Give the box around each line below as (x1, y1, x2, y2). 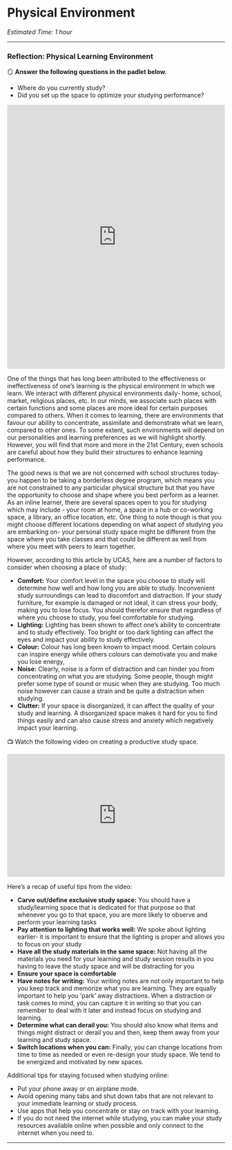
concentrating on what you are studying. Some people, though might (17, 672, 213, 681)
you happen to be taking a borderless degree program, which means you (7, 476, 215, 485)
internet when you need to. (17, 1129, 95, 1137)
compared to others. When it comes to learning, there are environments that (7, 411, 224, 420)
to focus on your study (17, 940, 82, 948)
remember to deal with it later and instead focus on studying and (17, 1006, 202, 1014)
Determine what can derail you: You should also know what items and (17, 1021, 218, 1029)
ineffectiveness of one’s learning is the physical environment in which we (7, 382, 215, 390)
